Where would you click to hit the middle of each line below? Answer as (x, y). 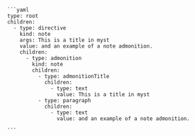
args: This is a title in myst (65, 40)
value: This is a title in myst (103, 95)
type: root (23, 16)
